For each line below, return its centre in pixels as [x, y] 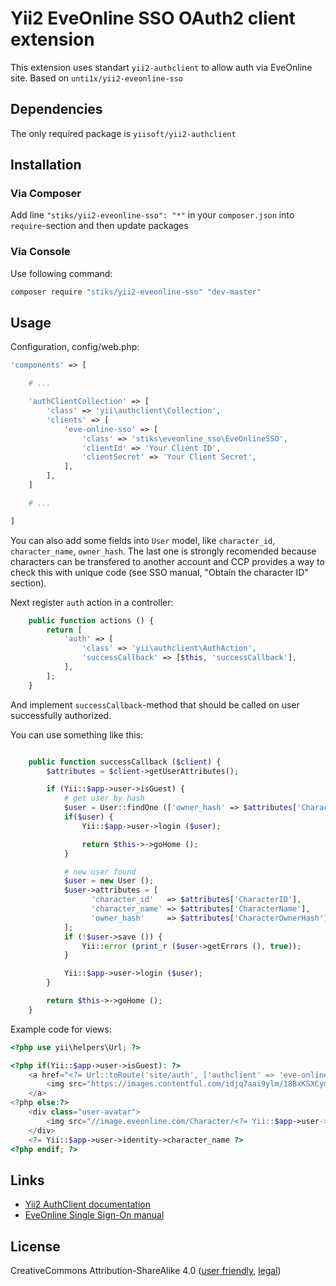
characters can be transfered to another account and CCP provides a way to [167, 561]
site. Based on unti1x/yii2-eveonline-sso [97, 78]
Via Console [40, 252]
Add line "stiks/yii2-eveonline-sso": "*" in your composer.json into [152, 215]
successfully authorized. [61, 715]
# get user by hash [104, 798]
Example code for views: [61, 1029]
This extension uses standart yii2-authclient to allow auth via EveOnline [161, 67]
